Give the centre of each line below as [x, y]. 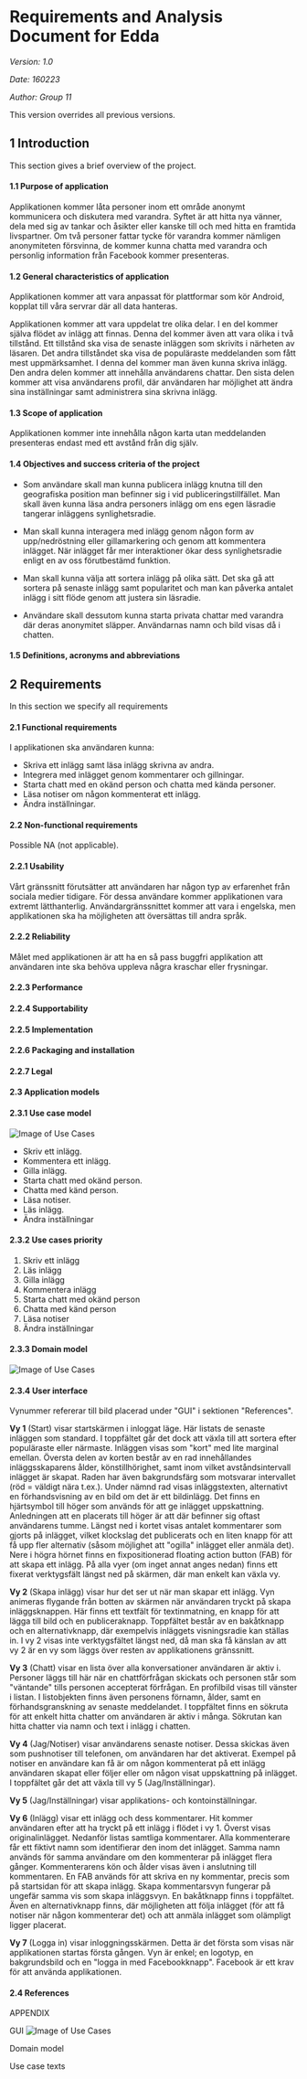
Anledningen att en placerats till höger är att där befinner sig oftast [135, 1516]
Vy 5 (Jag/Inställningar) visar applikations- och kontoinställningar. [133, 1801]
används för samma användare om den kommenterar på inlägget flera [141, 1857]
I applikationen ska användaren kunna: [82, 748]
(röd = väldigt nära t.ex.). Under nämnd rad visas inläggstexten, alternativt [148, 1487]
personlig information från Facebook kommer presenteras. [120, 255]
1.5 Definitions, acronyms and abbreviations [95, 656]
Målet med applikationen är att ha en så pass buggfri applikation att [136, 956]
